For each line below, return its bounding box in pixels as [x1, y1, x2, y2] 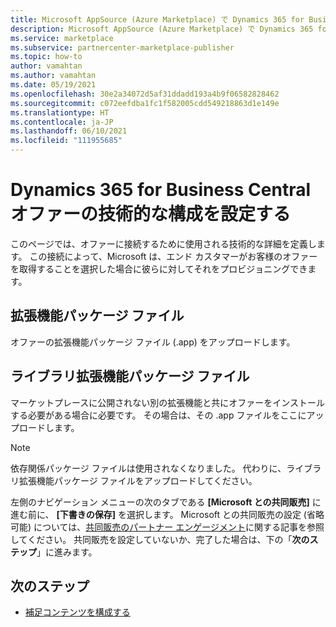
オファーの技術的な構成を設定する [10, 203, 292, 226]
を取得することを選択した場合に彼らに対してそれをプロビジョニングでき [10, 262, 308, 275]
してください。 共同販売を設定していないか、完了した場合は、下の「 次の [10, 533, 310, 545]
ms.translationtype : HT [10, 107, 110, 118]
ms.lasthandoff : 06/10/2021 [10, 126, 128, 136]
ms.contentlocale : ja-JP [10, 117, 114, 127]
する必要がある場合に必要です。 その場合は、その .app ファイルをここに [10, 409, 307, 421]
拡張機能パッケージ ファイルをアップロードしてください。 [18, 474, 258, 486]
